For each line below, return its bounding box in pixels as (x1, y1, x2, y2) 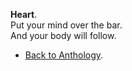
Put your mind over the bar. (10, 19, 123, 31)
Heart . (10, 9, 38, 20)
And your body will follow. (10, 30, 117, 41)
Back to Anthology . (24, 49, 104, 61)
